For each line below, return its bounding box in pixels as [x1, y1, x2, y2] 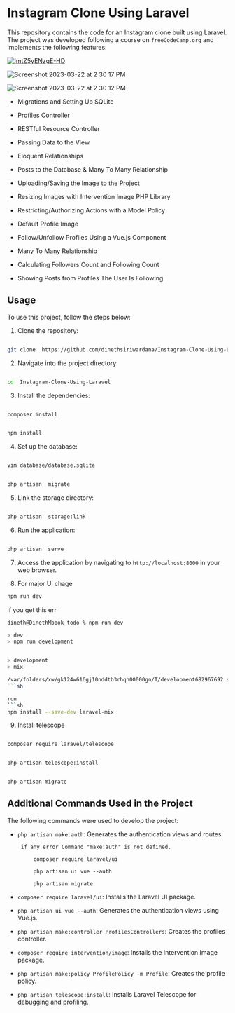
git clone [7, 346, 36, 353]
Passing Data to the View [17, 138, 90, 147]
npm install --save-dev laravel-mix [7, 708, 114, 716]
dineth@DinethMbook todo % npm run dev [7, 619, 124, 626]
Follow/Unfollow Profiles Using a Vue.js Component [17, 233, 166, 241]
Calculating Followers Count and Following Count [17, 260, 159, 268]
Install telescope [17, 721, 65, 730]
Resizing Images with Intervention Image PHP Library [17, 192, 171, 200]
